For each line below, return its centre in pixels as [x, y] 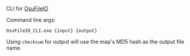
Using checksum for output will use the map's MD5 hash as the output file [95, 42]
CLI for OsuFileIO [27, 9]
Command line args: [31, 20]
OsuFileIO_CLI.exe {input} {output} [52, 31]
